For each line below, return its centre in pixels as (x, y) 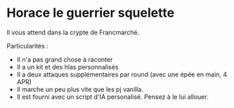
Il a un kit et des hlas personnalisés (67, 67)
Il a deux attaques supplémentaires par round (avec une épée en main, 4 (122, 74)
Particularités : (27, 46)
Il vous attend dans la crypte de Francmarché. (73, 32)
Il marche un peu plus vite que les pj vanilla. (80, 89)
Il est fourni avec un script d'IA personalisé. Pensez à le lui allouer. (112, 97)
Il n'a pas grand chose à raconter (65, 59)
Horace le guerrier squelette (91, 13)
